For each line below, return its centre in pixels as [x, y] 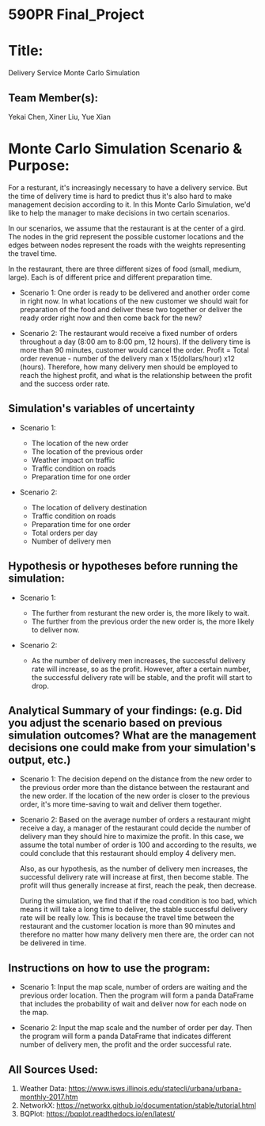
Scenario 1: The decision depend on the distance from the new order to [136, 779]
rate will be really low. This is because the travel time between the [127, 918]
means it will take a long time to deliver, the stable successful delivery [133, 910]
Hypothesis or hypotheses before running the [123, 566]
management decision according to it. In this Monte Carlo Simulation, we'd [129, 204]
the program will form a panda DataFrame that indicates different [125, 1036]
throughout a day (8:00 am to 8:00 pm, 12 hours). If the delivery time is [135, 342]
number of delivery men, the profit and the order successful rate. [125, 1044]
